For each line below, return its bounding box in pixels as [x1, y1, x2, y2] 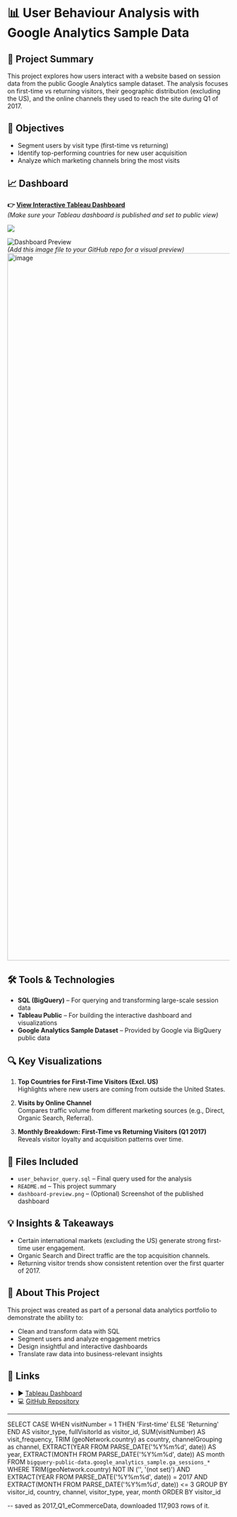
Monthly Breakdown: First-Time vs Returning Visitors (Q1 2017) [17, 1127, 207, 1136]
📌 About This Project [7, 1287, 100, 1299]
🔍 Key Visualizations [7, 1055, 102, 1067]
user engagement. [32, 1244, 86, 1252]
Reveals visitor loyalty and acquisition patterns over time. [17, 1135, 183, 1144]
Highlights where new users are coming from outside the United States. [17, 1085, 226, 1093]
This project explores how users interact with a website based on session [7, 72, 221, 80]
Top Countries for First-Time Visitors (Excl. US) [17, 1077, 159, 1086]
